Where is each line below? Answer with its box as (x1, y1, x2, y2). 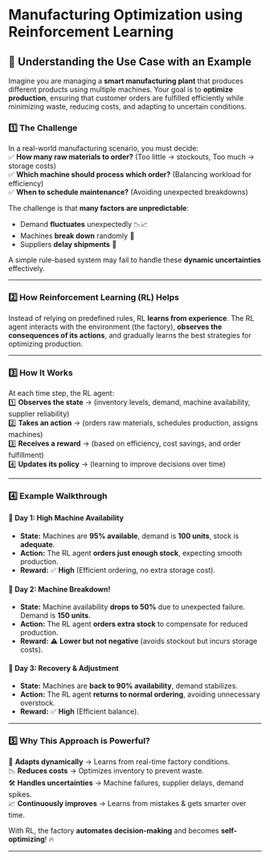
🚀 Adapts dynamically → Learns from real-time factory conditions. (8, 756, 231, 766)
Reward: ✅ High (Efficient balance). (19, 706, 139, 717)
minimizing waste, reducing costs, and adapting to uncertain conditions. (8, 102, 247, 111)
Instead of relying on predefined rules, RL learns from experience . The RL (8, 313, 255, 323)
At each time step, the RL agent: (8, 388, 115, 397)
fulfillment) (8, 450, 44, 459)
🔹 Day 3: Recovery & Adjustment (8, 663, 119, 673)
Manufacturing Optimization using (8, 6, 243, 24)
